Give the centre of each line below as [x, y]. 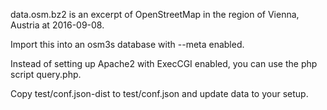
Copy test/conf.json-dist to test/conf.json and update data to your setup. [159, 93]
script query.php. [46, 74]
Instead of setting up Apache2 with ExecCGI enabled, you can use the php [164, 63]
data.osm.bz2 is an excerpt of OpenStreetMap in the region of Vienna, [155, 14]
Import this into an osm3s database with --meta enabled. [127, 44]
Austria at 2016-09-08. [57, 25]
